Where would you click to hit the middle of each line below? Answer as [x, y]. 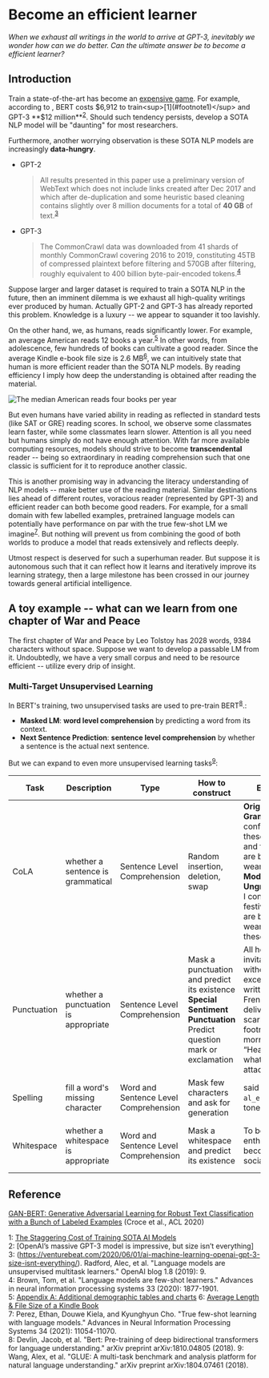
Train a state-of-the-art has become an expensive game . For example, [124, 98]
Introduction [40, 79]
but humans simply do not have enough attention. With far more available [129, 440]
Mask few [206, 1083]
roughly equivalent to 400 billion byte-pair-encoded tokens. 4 [141, 273]
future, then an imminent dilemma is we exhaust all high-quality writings [127, 297]
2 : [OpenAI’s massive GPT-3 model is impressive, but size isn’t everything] [131, 1246]
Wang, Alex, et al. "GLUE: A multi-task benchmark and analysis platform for [132, 1356]
